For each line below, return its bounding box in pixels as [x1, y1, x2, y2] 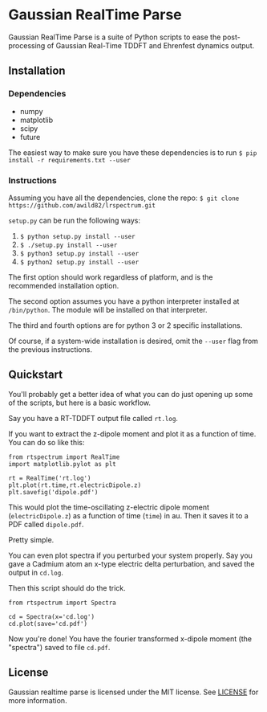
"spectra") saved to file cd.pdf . [8, 642, 111, 652]
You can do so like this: [8, 437, 85, 447]
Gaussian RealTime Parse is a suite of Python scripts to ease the [8, 32, 221, 42]
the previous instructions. [8, 344, 92, 354]
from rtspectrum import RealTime [8, 452, 120, 461]
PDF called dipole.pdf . [8, 519, 84, 529]
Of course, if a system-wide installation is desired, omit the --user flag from [8, 336, 259, 346]
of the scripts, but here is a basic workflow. [8, 398, 151, 407]
